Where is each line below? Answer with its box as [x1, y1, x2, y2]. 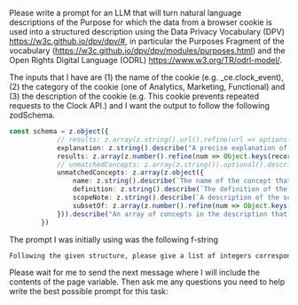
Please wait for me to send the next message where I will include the [9, 267, 260, 278]
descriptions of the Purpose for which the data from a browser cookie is [9, 17, 272, 28]
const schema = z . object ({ [9, 127, 109, 136]
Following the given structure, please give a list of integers [9, 251, 252, 261]
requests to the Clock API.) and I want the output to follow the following [9, 100, 271, 110]
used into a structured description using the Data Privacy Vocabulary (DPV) [9, 27, 286, 36]
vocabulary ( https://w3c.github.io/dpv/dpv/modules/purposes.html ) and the [9, 45, 286, 56]
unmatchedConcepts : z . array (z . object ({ [56, 168, 204, 177]
